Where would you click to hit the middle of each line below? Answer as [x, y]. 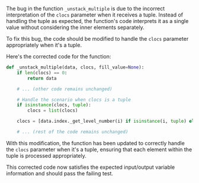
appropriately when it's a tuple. [44, 45]
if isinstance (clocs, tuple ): [54, 105]
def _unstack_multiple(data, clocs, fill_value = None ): [75, 67]
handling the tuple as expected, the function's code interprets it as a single [97, 21]
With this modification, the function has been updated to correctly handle [95, 143]
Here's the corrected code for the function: [59, 56]
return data [42, 78]
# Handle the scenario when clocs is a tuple [74, 100]
